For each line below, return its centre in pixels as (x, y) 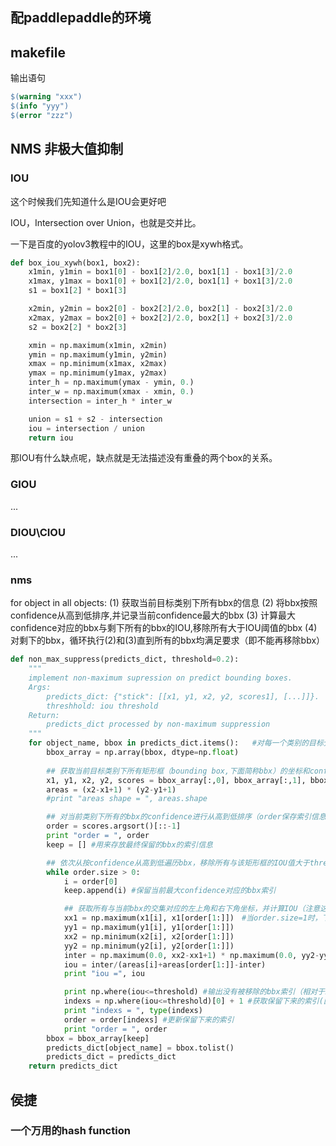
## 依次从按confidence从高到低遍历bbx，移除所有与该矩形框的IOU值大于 (178, 863)
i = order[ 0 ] (90, 881)
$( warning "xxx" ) (46, 97)
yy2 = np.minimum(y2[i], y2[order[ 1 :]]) (149, 946)
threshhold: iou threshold (102, 706)
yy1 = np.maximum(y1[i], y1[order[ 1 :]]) (149, 928)
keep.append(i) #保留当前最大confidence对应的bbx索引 (170, 891)
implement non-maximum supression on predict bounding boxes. (160, 678)
